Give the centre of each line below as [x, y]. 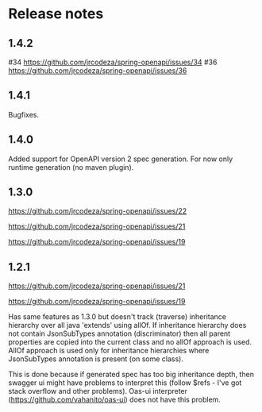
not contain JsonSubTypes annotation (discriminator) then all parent [119, 333]
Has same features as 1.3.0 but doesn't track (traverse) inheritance [117, 317]
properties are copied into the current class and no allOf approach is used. [130, 342]
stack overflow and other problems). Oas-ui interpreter [98, 391]
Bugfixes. [24, 114]
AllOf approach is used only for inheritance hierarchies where [109, 351]
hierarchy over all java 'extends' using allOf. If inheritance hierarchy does [127, 325]
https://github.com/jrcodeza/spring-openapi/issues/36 [98, 71]
